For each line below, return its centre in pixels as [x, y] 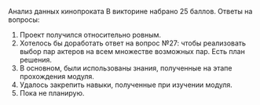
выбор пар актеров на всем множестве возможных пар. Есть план [132, 51]
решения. [36, 60]
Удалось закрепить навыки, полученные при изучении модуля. [126, 85]
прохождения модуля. [57, 76]
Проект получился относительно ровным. [90, 35]
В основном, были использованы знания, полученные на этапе [126, 68]
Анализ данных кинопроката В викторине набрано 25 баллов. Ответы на [130, 11]
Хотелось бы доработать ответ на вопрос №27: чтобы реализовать [132, 43]
